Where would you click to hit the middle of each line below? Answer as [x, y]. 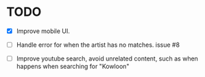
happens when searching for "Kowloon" [73, 67]
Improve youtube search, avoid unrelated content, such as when [107, 58]
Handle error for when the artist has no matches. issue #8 [98, 45]
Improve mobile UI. [43, 31]
